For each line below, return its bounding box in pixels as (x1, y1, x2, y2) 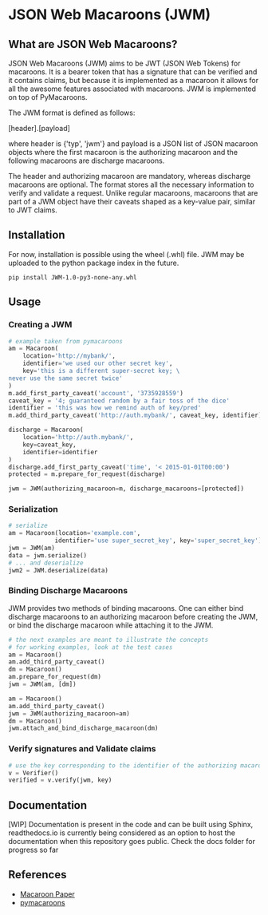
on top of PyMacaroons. (8, 93, 88, 101)
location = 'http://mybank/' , (22, 352, 116, 360)
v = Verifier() (8, 769, 59, 777)
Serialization (8, 504, 58, 515)
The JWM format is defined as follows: (8, 108, 136, 117)
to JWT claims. (8, 205, 57, 215)
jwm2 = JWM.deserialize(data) (8, 566, 109, 574)
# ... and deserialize (8, 559, 84, 567)
